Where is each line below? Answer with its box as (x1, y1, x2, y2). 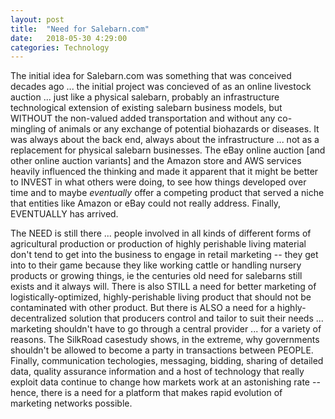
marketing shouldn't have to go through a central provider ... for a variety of (10, 323, 322, 335)
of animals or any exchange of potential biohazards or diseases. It (48, 123, 320, 135)
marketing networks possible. (10, 397, 133, 410)
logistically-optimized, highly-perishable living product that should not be (10, 291, 312, 303)
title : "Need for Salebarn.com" (10, 24, 150, 34)
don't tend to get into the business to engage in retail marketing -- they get (10, 249, 319, 261)
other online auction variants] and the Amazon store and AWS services (10, 155, 302, 167)
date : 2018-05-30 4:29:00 (10, 33, 128, 43)
